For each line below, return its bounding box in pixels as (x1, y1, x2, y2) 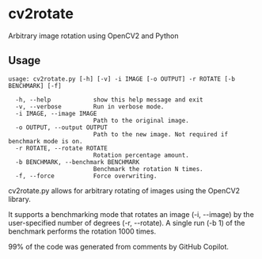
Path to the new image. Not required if (93, 130, 228, 139)
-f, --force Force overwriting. (15, 172, 158, 180)
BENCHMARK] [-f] (8, 82, 62, 90)
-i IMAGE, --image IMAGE (15, 109, 97, 117)
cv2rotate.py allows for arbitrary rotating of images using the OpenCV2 (8, 185, 240, 195)
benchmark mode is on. (8, 137, 83, 145)
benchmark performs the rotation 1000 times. (8, 227, 157, 236)
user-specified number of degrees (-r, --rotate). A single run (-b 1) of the (8, 218, 245, 227)
